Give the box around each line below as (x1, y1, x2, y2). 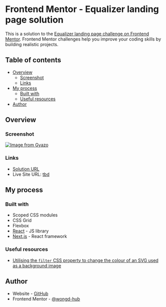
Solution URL (12, 166, 40, 172)
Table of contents (5, 56, 61, 65)
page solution (5, 14, 64, 26)
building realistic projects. (5, 41, 59, 47)
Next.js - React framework (12, 233, 67, 239)
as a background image (12, 262, 62, 268)
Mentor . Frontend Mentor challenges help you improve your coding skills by (5, 36, 161, 42)
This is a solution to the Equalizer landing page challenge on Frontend (5, 31, 149, 37)
